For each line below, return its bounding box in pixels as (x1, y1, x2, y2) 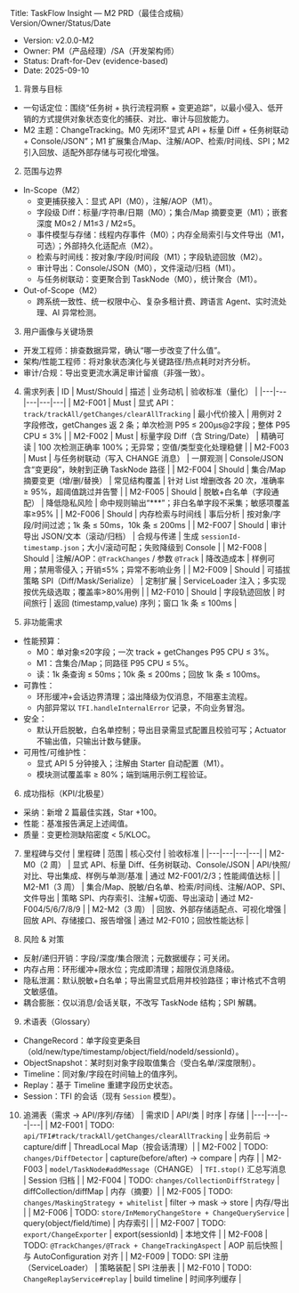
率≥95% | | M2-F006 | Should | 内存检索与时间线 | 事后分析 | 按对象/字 (22, 508, 281, 519)
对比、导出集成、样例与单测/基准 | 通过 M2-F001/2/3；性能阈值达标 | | (22, 871, 281, 881)
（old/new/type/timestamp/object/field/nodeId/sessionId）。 (22, 1046, 244, 1057)
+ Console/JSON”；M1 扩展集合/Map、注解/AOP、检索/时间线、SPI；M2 (22, 136, 290, 146)
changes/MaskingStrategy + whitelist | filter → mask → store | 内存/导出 (22, 1197, 290, 1208)
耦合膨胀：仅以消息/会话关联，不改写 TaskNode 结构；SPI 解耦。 (22, 997, 262, 1008)
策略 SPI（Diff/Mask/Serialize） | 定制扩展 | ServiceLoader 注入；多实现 (22, 575, 287, 586)
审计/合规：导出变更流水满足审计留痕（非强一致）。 (22, 368, 210, 378)
